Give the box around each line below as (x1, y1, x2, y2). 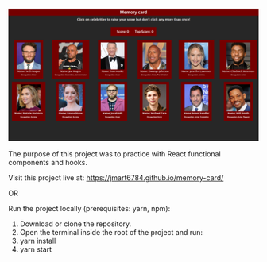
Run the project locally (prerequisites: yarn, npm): (8, 204, 171, 214)
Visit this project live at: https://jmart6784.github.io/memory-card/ (8, 173, 224, 183)
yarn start (19, 245, 52, 254)
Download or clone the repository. (19, 219, 132, 229)
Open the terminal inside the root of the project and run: (19, 228, 203, 237)
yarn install (19, 236, 56, 246)
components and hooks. (8, 158, 87, 168)
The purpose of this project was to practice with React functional (8, 149, 221, 159)
